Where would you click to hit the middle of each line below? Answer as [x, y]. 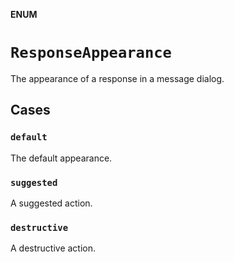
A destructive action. [53, 248]
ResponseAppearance [91, 53]
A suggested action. [51, 203]
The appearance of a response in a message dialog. [117, 78]
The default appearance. [61, 158]
